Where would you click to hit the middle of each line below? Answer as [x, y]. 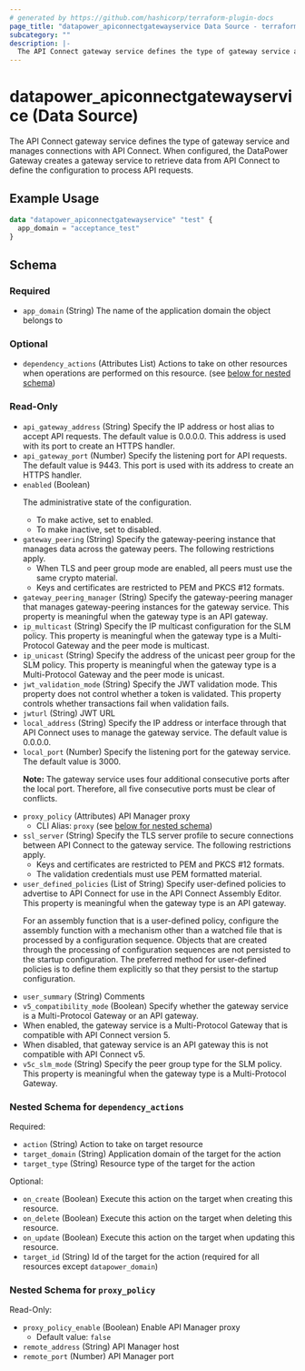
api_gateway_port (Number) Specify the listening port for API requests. [155, 455]
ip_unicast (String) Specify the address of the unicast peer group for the [159, 655]
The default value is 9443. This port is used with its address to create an [158, 465]
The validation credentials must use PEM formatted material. [149, 873]
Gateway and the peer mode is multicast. [133, 645]
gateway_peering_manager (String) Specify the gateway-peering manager [157, 597]
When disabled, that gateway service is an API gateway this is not [145, 1044]
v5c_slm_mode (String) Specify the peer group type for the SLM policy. [152, 1064]
